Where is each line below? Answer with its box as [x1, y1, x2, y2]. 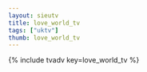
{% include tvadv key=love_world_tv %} [8, 55, 140, 65]
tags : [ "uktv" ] [8, 26, 59, 34]
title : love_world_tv [8, 19, 81, 27]
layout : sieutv [8, 11, 59, 20]
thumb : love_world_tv [8, 33, 81, 42]
